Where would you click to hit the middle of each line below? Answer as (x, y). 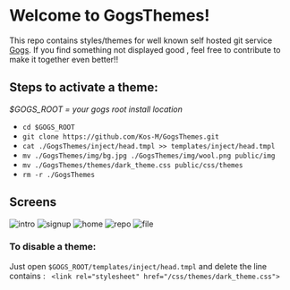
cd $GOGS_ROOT (48, 127)
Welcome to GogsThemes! (110, 16)
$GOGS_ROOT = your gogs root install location (96, 109)
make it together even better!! (64, 59)
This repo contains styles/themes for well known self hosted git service (141, 40)
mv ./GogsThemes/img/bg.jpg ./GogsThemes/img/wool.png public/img (149, 156)
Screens (33, 202)
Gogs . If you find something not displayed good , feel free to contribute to (145, 49)
